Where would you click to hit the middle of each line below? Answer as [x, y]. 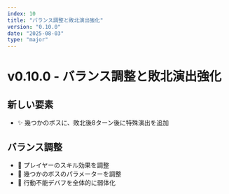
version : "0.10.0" [34, 27]
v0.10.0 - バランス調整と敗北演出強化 [114, 77]
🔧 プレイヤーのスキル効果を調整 [63, 165]
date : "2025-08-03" [36, 33]
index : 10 [22, 14]
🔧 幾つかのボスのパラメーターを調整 [69, 174]
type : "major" [28, 40]
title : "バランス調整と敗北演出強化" [55, 20]
